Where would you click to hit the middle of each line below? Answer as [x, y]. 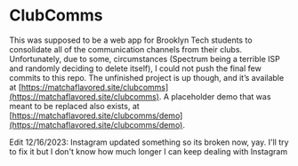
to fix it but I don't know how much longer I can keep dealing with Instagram [148, 151]
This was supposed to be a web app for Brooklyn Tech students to [131, 40]
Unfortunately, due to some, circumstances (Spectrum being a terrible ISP [145, 59]
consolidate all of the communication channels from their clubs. [126, 49]
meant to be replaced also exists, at [74, 106]
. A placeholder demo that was [215, 96]
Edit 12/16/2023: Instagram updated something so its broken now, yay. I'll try [149, 142]
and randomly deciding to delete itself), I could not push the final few [136, 68]
